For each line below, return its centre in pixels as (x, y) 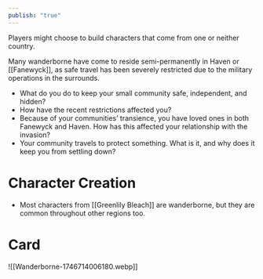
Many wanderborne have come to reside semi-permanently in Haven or (124, 61)
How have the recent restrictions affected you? (95, 110)
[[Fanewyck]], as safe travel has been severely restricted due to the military (130, 69)
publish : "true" (35, 15)
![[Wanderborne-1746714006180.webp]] (73, 266)
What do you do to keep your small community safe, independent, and (133, 93)
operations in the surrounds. (54, 78)
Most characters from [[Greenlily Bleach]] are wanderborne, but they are (137, 205)
